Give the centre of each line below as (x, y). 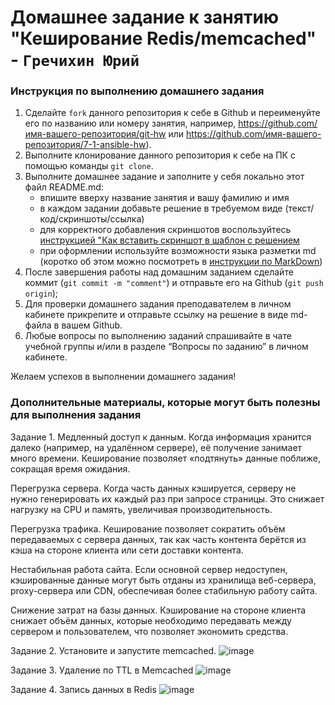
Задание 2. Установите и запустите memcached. (113, 650)
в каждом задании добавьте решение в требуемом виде (161, 208)
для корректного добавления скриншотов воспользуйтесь (165, 230)
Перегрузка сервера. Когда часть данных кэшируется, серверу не (153, 488)
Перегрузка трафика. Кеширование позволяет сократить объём (148, 528)
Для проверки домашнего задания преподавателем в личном (158, 304)
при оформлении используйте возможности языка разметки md (178, 251)
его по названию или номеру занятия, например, (130, 123)
